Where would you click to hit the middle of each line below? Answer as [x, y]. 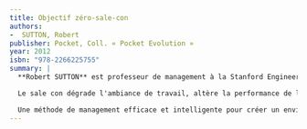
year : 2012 [30, 52]
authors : [26, 26]
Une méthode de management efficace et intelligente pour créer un [149, 110]
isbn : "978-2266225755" [55, 60]
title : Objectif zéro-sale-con [69, 18]
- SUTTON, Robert [44, 35]
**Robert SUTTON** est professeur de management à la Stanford [140, 77]
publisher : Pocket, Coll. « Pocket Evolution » [102, 43]
